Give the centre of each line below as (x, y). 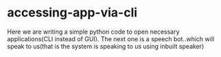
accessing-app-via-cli (72, 13)
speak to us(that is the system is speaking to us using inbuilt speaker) (106, 46)
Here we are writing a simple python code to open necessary (93, 32)
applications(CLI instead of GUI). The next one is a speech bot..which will (111, 38)
